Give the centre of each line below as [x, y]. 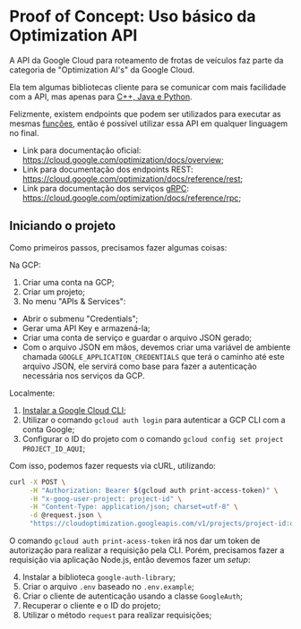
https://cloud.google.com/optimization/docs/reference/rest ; [133, 178]
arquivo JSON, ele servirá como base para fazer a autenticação [139, 366]
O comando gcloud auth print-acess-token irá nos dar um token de [135, 540]
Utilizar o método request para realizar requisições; [117, 615]
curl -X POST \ [38, 482]
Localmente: [32, 393]
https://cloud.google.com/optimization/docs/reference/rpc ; [132, 198]
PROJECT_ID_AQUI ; [54, 448]
